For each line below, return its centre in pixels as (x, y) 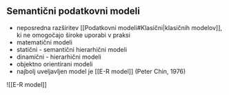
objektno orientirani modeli (54, 64)
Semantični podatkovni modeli (73, 11)
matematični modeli (44, 42)
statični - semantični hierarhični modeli (72, 49)
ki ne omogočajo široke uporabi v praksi (73, 35)
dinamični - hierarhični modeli (59, 57)
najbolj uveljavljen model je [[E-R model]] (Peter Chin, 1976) (101, 71)
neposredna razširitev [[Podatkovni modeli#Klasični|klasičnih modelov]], (119, 27)
